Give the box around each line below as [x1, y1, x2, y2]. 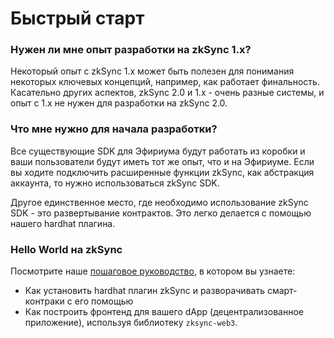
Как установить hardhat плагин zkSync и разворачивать [24, 285, 265, 297]
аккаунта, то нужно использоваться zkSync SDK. [10, 177, 220, 189]
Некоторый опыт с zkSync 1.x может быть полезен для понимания [10, 65, 295, 77]
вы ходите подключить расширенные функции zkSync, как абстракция [10, 166, 315, 178]
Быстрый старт [10, 7, 145, 30]
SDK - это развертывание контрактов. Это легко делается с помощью [10, 207, 312, 219]
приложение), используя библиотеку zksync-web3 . [24, 317, 238, 329]
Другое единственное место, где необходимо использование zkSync [10, 196, 309, 208]
